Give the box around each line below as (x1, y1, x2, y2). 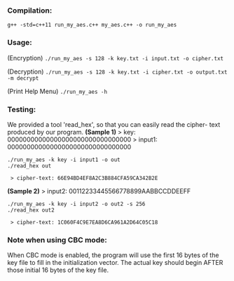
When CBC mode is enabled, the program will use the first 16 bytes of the (7, 251, 219, 259)
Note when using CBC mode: (7, 235, 107, 245)
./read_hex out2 (7, 206, 55, 214)
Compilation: (7, 6, 53, 15)
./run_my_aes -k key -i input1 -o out (7, 156, 121, 163)
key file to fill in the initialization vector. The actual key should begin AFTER (7, 259, 223, 267)
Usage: (7, 38, 33, 48)
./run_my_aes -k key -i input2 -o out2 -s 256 (7, 200, 146, 207)
